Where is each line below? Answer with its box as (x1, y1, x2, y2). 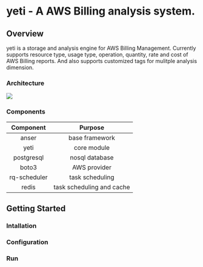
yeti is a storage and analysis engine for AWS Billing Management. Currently (6, 44, 196, 52)
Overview (6, 29, 44, 39)
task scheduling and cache (53, 183, 130, 191)
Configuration (6, 238, 48, 246)
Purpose (79, 123, 105, 132)
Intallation (6, 221, 37, 230)
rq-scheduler (9, 173, 48, 181)
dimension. (6, 64, 35, 71)
